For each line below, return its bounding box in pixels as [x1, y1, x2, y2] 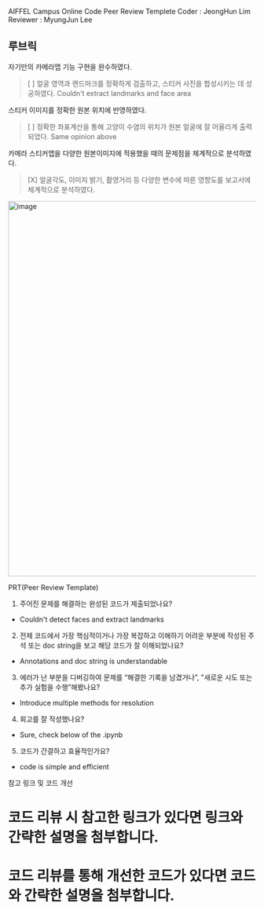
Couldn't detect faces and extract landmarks [19, 615, 165, 624]
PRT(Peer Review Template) [8, 582, 99, 592]
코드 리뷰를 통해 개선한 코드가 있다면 [8, 868, 228, 885]
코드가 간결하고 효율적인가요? [19, 746, 110, 755]
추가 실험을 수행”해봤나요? [19, 682, 101, 692]
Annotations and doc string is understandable [19, 656, 167, 666]
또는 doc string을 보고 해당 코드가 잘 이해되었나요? [27, 640, 184, 650]
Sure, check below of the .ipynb [19, 730, 123, 739]
